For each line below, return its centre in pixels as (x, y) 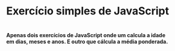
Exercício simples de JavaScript (88, 11)
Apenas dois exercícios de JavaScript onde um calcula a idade (86, 35)
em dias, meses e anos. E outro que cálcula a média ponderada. (87, 42)
